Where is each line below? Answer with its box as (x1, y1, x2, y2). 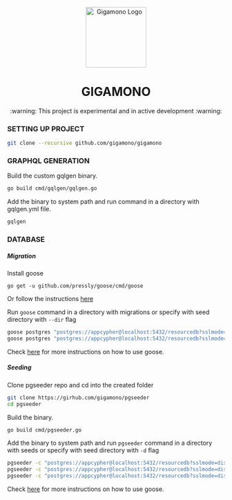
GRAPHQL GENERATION (7, 156, 90, 166)
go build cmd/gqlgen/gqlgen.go (7, 185, 97, 192)
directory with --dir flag (7, 316, 77, 324)
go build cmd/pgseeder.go (7, 426, 81, 434)
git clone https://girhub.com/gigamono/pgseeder (7, 394, 150, 401)
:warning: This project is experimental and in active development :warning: (10, 106, 222, 115)
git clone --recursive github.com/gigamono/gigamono (7, 140, 162, 147)
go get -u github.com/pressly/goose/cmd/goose (7, 282, 144, 289)
